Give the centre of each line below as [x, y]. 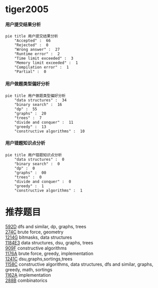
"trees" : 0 [28, 177]
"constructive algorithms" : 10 [50, 131]
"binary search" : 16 [38, 104]
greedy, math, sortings [29, 269]
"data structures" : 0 [39, 159]
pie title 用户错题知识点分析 [34, 155]
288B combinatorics [26, 280]
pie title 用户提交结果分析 [32, 37]
